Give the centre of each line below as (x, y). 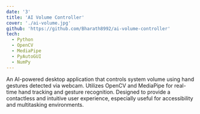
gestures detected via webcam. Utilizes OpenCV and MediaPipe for (89, 85)
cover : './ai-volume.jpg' (38, 23)
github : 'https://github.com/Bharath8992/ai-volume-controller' (88, 28)
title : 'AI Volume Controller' (45, 17)
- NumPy (21, 62)
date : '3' (19, 12)
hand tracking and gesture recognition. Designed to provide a (94, 92)
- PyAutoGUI (27, 56)
